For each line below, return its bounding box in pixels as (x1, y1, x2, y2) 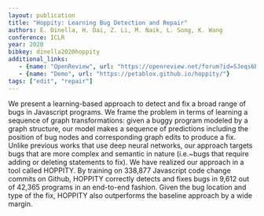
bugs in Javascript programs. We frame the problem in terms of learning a (8, 107, 248, 116)
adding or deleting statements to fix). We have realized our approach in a (8, 157, 244, 167)
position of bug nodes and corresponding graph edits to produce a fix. (8, 132, 236, 141)
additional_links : (8, 56, 68, 64)
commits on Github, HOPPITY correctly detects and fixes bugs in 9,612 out (8, 174, 250, 183)
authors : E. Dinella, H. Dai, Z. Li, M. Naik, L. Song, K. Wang (8, 26, 223, 34)
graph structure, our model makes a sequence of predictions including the (8, 123, 249, 134)
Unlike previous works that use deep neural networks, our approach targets (8, 141, 253, 150)
